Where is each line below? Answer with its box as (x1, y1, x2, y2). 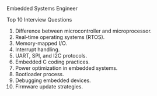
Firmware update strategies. (15, 83, 83, 90)
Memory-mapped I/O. (15, 40, 68, 47)
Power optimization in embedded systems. (15, 65, 118, 72)
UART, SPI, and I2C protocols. (15, 52, 87, 59)
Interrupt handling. (15, 46, 60, 53)
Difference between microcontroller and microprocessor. (15, 27, 152, 34)
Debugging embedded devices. (15, 77, 91, 84)
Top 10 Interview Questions (6, 16, 72, 23)
